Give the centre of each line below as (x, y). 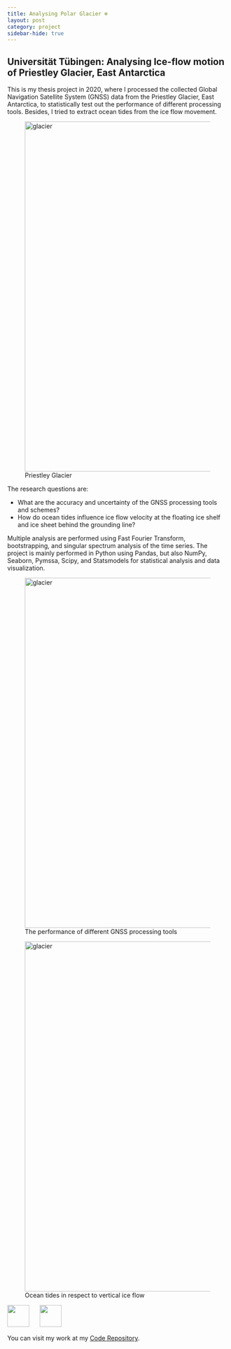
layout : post (26, 20)
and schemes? (38, 510)
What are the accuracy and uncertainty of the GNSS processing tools (117, 503)
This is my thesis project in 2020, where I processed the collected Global (112, 90)
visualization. (26, 568)
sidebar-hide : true (36, 33)
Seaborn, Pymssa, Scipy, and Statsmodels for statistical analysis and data (114, 561)
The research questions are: (48, 489)
